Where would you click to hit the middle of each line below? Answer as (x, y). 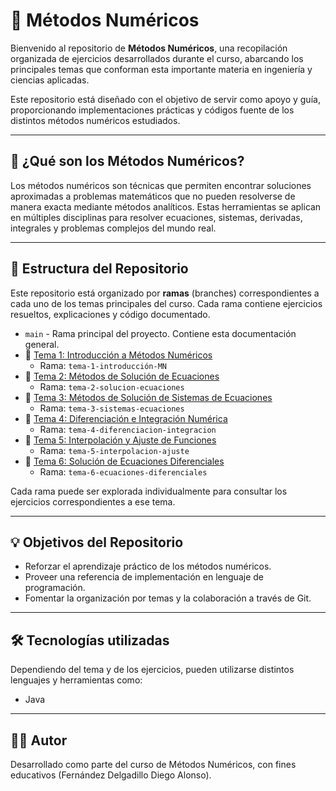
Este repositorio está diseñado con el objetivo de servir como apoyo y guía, (165, 99)
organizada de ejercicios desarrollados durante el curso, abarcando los (157, 58)
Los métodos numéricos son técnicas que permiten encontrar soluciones (161, 185)
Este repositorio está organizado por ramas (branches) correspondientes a (165, 293)
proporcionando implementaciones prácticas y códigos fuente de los (152, 110)
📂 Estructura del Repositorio (99, 269)
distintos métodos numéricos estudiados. (95, 120)
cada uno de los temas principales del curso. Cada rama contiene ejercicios (166, 303)
